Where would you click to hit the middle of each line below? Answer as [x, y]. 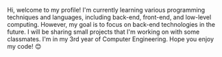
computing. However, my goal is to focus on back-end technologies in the [111, 24]
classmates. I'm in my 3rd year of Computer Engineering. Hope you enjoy [111, 39]
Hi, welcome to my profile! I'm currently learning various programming [106, 10]
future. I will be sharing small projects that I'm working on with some [103, 32]
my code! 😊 [24, 46]
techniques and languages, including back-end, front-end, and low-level [109, 17]
